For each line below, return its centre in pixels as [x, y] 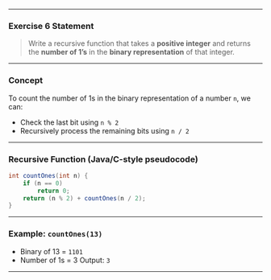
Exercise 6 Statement [51, 26]
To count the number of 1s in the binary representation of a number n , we [130, 98]
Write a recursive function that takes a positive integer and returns [140, 43]
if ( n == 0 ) [43, 183]
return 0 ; [54, 191]
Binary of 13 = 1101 [51, 251]
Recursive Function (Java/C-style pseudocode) [104, 159]
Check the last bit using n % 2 [69, 122]
